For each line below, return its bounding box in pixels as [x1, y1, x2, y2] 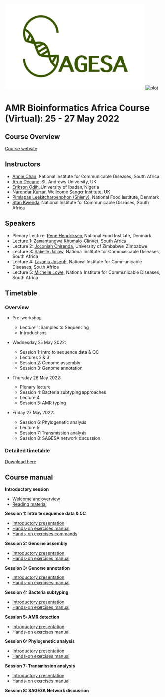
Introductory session [5, 486, 49, 492]
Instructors [5, 160, 41, 169]
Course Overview [5, 132, 60, 141]
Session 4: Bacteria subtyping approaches [19, 389, 106, 395]
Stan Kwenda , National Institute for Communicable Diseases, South [12, 199, 149, 205]
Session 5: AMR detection [5, 614, 60, 620]
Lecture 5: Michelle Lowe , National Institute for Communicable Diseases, [12, 269, 161, 275]
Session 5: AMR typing [19, 400, 66, 406]
